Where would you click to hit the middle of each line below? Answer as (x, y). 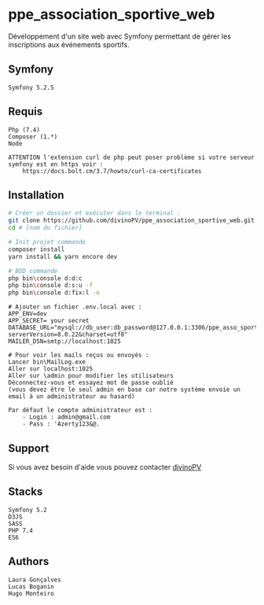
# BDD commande (33, 271)
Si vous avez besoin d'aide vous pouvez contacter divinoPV (105, 467)
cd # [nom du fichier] (45, 228)
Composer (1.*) (33, 136)
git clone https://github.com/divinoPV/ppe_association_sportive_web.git (132, 221)
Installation (36, 195)
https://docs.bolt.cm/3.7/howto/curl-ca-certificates (112, 171)
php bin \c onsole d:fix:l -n (54, 293)
